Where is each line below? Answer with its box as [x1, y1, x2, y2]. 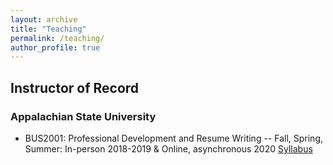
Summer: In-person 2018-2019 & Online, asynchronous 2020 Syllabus [24, 142, 313, 155]
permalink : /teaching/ [10, 33, 105, 43]
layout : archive [10, 14, 78, 25]
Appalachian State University [10, 109, 157, 123]
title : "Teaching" [10, 24, 87, 34]
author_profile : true [10, 42, 101, 53]
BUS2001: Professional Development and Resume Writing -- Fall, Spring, [24, 132, 323, 144]
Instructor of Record [10, 79, 140, 96]
